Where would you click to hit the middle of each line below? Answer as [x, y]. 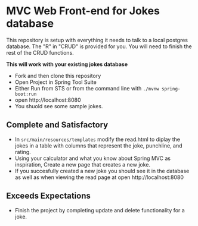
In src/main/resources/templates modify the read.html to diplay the [98, 139]
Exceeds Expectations [48, 196]
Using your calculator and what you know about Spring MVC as [93, 158]
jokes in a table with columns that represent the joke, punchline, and [99, 145]
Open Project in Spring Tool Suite [55, 82]
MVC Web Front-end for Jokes [83, 11]
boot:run [26, 94]
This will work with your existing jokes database [67, 64]
